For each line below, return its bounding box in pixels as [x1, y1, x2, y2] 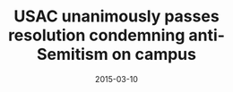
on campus [111, 45, 197, 64]
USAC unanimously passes [13, 6, 220, 27]
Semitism [36, 45, 109, 64]
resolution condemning [7, 25, 186, 46]
